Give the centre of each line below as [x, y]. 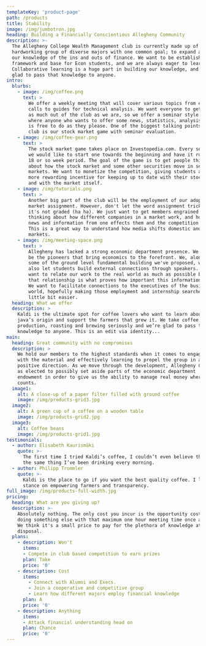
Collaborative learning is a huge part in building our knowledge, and [105, 69]
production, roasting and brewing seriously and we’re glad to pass [107, 326]
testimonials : [25, 440]
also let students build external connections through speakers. [114, 269]
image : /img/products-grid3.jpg [59, 400]
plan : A [32, 599]
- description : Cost [44, 571]
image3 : [22, 423]
